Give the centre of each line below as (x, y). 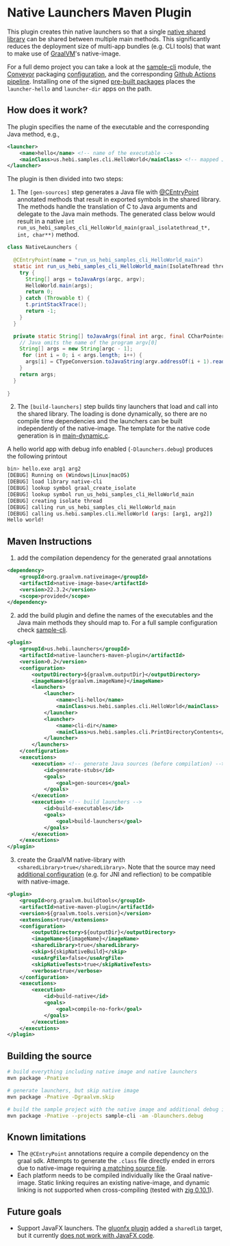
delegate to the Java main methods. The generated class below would (116, 214)
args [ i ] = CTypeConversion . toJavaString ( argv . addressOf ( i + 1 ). (119, 362)
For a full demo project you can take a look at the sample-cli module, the (109, 67)
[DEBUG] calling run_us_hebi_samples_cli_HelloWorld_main (91, 507)
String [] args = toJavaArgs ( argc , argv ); (85, 279)
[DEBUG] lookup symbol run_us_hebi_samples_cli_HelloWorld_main (101, 494)
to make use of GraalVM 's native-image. (64, 54)
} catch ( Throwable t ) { (55, 298)
